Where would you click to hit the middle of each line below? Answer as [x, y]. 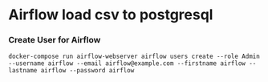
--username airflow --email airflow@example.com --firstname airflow [127, 64]
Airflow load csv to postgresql [111, 15]
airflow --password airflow [87, 71]
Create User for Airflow [55, 40]
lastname [23, 71]
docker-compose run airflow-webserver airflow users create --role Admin [134, 57]
